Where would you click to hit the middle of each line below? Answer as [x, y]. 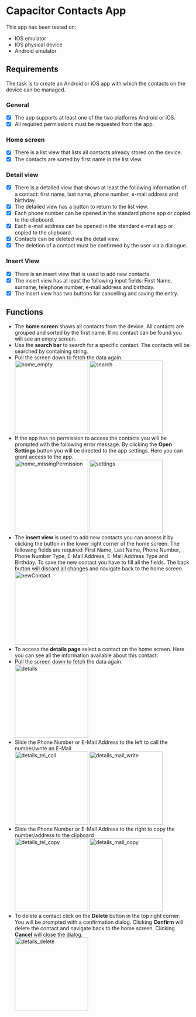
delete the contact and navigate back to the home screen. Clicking [94, 928]
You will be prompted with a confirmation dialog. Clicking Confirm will [99, 922]
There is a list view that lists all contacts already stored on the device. [98, 152]
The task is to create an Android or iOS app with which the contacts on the [96, 83]
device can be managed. [36, 90]
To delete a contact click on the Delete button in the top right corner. [97, 916]
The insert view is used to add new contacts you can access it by [94, 537]
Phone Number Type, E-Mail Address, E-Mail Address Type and [91, 556]
